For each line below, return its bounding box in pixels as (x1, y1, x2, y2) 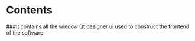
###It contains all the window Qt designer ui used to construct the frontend (6, 23, 190, 30)
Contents (6, 4, 53, 17)
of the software (6, 29, 44, 36)
